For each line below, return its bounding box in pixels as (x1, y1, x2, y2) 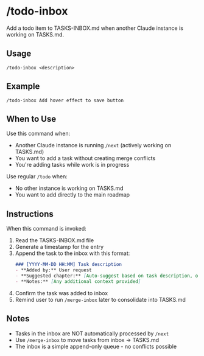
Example (6, 81, 40, 92)
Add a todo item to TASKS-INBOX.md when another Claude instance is (6, 24, 184, 32)
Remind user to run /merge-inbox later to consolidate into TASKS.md (15, 296, 186, 303)
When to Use (6, 114, 57, 124)
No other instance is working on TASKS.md (15, 184, 124, 192)
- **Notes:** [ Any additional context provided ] (15, 278, 141, 284)
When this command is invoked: (6, 225, 86, 232)
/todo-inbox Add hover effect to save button (6, 97, 124, 103)
